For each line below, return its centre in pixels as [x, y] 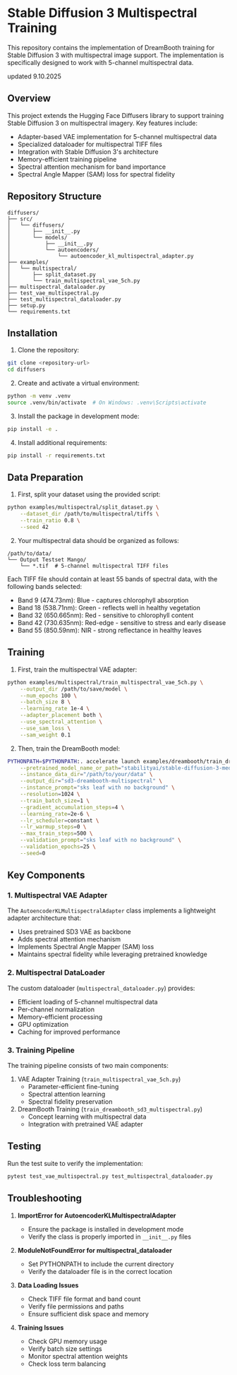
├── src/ [20, 219]
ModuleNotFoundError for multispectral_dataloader [95, 1250]
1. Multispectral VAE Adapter [57, 895]
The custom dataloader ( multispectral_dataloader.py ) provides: [101, 988]
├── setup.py [26, 305]
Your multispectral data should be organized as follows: [98, 540]
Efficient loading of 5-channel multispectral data [87, 1001]
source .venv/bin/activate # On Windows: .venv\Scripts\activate [107, 403]
